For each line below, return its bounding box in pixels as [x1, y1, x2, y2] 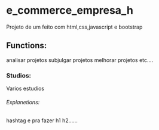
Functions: [6, 41, 47, 51]
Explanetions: [6, 98, 40, 106]
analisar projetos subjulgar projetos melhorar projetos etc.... [6, 56, 154, 63]
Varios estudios [6, 85, 45, 92]
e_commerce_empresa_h [6, 4, 133, 17]
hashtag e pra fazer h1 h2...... [6, 117, 78, 124]
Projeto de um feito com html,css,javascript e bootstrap [6, 23, 143, 30]
